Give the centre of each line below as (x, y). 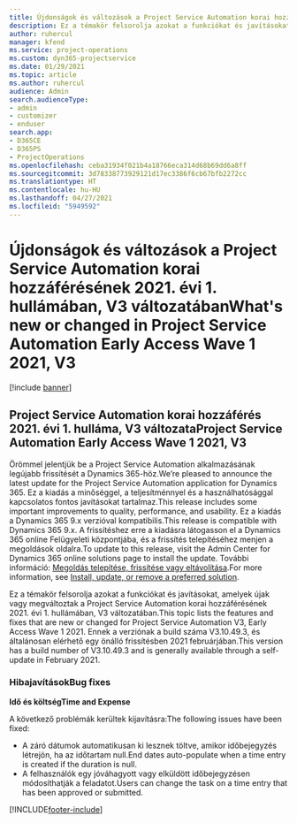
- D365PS (25, 149)
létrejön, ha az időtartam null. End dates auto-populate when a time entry (154, 754)
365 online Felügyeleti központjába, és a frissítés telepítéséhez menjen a (141, 539)
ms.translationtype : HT (53, 182)
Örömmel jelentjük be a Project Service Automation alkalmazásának (132, 464)
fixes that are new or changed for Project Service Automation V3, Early (138, 622)
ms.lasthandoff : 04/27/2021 (61, 198)
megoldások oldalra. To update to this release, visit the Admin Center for (140, 548)
